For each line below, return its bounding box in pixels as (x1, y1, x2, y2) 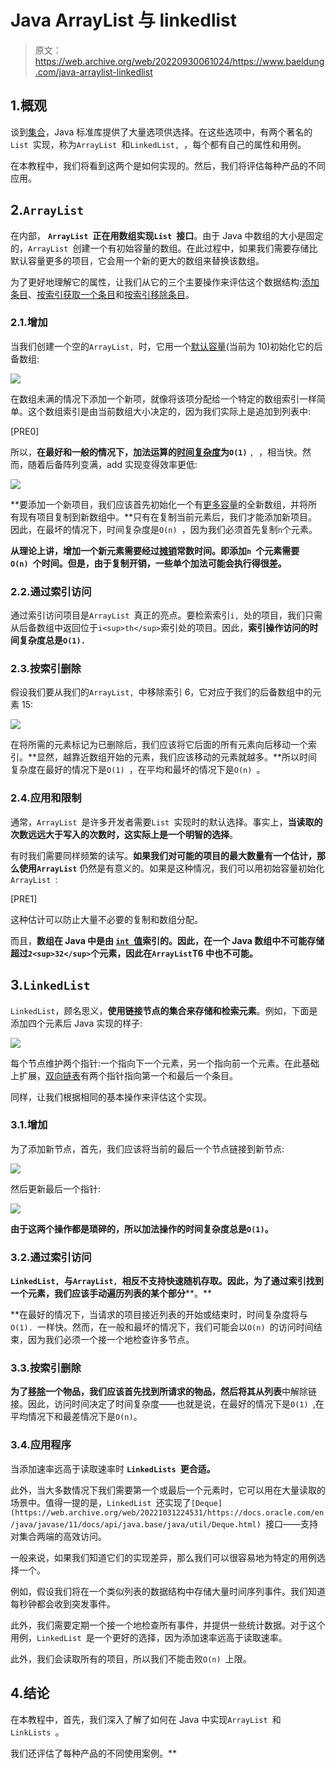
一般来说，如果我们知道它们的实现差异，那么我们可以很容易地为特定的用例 (10, 1551, 317, 1563)
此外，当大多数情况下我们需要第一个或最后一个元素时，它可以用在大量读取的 (10, 1484, 326, 1496)
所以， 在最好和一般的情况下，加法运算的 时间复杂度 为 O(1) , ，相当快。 (10, 446, 303, 458)
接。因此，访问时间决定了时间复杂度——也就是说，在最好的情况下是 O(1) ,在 (10, 1398, 325, 1410)
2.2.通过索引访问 (10, 584, 92, 598)
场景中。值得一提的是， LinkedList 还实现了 (10, 1496, 192, 1508)
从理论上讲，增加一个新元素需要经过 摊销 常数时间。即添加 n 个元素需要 (10, 544, 300, 556)
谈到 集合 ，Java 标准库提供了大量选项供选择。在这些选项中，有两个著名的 (10, 126, 313, 138)
